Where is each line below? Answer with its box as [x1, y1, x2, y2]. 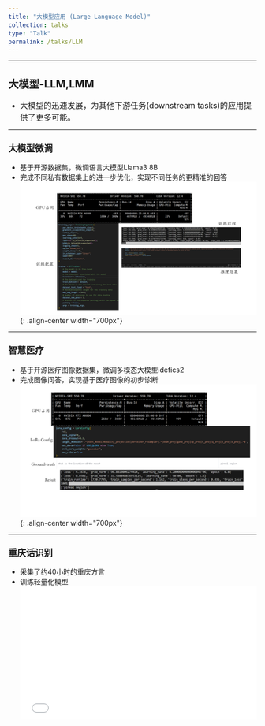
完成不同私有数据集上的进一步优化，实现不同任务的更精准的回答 [19, 173, 227, 182]
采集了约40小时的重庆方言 [19, 568, 105, 577]
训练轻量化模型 [19, 577, 69, 586]
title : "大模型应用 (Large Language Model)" [8, 13, 151, 20]
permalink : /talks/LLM [8, 38, 83, 46]
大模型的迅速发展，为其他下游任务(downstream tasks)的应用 [19, 100, 244, 111]
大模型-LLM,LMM [8, 77, 95, 91]
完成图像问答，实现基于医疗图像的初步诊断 [19, 374, 159, 384]
